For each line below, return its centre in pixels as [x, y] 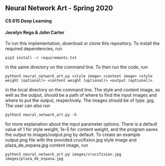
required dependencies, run [34, 49]
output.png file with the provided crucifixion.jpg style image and [71, 140]
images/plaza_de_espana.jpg [34, 159]
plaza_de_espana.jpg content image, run [47, 145]
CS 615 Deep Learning [29, 21]
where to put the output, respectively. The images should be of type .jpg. [80, 100]
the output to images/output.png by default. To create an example [73, 135]
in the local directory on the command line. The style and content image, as [83, 90]
